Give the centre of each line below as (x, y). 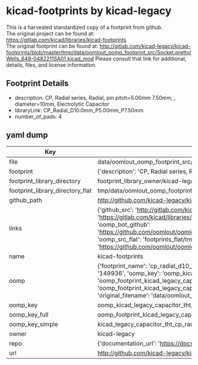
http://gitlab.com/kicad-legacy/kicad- (145, 46)
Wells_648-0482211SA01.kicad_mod (50, 58)
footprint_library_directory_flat (50, 190)
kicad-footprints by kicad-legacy (89, 11)
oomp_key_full (29, 314)
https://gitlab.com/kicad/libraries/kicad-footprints (66, 40)
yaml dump (27, 135)
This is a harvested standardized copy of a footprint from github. (85, 27)
